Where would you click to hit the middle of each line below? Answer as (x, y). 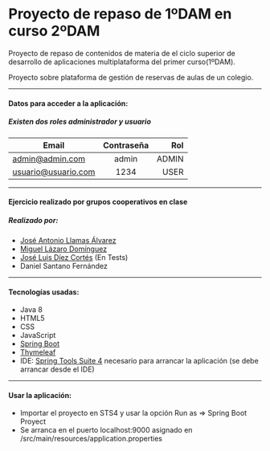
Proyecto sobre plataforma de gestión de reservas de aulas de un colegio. (131, 77)
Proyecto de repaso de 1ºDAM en (120, 14)
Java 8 (31, 310)
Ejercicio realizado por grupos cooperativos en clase (98, 202)
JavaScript (38, 335)
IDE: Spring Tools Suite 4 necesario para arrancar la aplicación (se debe (139, 361)
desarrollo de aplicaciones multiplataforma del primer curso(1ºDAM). (122, 62)
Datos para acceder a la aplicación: (68, 103)
